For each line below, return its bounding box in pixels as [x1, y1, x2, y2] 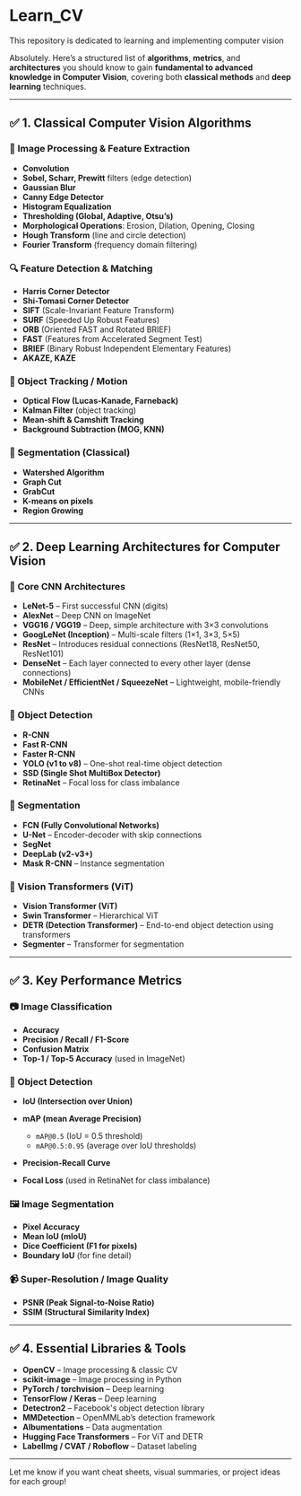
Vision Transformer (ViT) [21, 901, 118, 912]
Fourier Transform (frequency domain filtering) [21, 239, 198, 249]
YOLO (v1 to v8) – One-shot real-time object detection [21, 757, 222, 768]
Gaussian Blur [21, 181, 76, 193]
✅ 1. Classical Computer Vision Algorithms [9, 116, 252, 131]
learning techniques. [9, 81, 87, 92]
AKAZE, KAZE [21, 352, 76, 363]
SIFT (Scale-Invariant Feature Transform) [21, 304, 175, 315]
